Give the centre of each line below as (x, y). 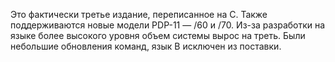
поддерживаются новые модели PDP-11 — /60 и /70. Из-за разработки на (168, 25)
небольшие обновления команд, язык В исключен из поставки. (146, 46)
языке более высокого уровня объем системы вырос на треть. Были (158, 35)
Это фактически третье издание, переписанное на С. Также (139, 14)
